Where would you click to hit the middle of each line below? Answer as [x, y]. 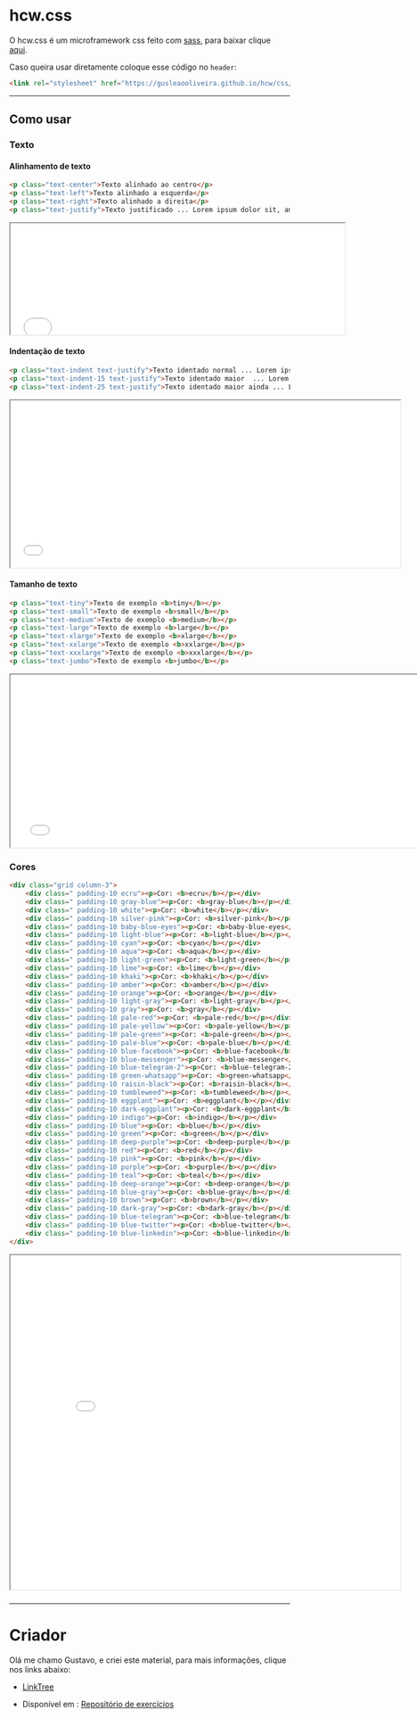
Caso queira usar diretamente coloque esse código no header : [123, 67]
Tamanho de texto [44, 584]
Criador [38, 1635]
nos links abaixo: [40, 1669]
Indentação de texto [47, 351]
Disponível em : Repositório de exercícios [98, 1704]
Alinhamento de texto [50, 166]
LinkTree [38, 1687]
